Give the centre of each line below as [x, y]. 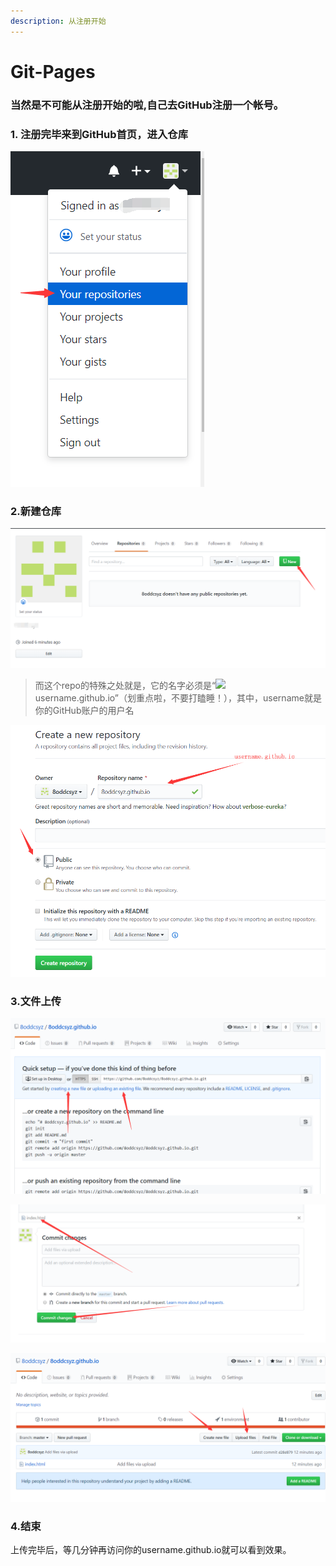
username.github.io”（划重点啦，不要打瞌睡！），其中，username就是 [178, 698]
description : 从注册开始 [58, 21]
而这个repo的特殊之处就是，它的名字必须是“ [125, 686]
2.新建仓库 [36, 511]
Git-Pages [53, 71]
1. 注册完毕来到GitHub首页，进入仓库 [99, 134]
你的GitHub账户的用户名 [84, 711]
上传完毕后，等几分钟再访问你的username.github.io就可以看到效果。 [151, 1549]
